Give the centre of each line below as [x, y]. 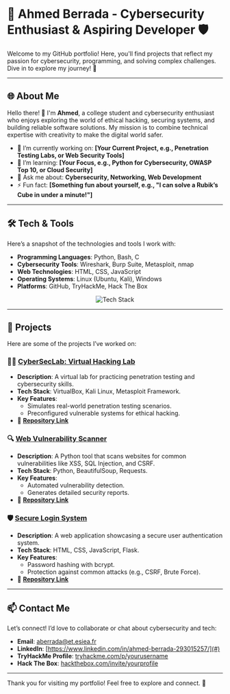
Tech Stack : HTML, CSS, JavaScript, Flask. [78, 550]
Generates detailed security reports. [78, 492]
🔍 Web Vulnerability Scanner [57, 439]
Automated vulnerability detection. [76, 485]
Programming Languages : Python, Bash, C [78, 257]
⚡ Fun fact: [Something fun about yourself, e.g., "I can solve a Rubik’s [117, 185]
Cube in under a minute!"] [55, 194]
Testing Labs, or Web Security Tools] [71, 155]
